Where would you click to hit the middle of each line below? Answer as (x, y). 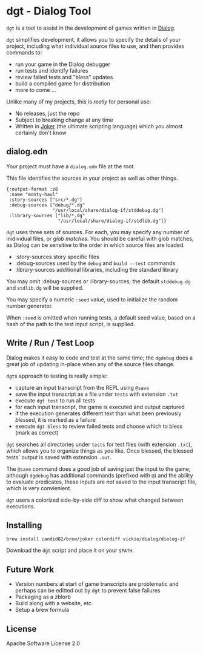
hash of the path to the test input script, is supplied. (71, 324)
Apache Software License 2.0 (43, 643)
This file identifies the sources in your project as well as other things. (92, 178)
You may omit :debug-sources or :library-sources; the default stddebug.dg (98, 281)
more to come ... (35, 90)
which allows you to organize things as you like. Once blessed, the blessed (100, 451)
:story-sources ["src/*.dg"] (46, 200)
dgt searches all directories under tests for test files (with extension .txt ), (99, 444)
